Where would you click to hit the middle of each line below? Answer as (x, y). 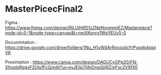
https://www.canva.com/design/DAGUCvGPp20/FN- (85, 62)
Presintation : (18, 62)
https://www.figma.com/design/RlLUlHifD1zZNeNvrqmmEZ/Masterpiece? (79, 27)
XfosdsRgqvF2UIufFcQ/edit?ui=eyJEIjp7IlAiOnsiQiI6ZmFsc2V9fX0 (71, 67)
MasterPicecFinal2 (44, 9)
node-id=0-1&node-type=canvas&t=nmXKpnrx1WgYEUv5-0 (66, 33)
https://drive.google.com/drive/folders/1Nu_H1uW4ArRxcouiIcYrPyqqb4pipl (80, 47)
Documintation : (21, 42)
